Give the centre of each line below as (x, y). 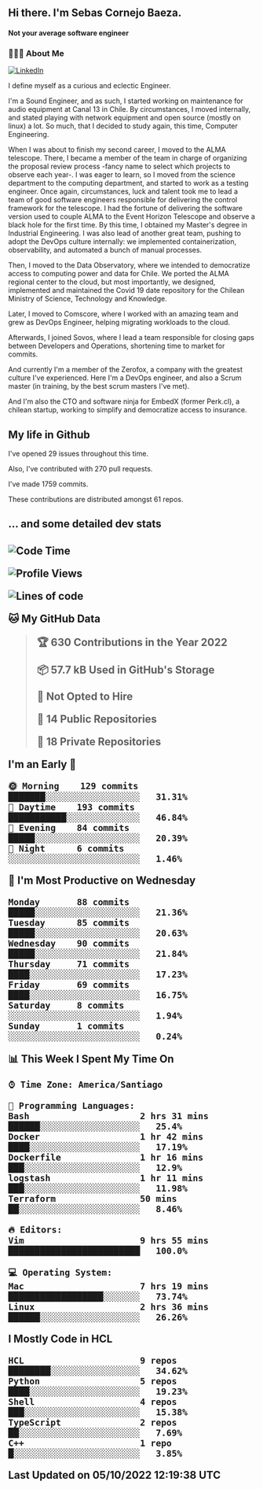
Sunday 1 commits (66, 1026)
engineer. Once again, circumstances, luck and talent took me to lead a (123, 191)
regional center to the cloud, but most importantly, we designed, (112, 282)
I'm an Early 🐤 (42, 764)
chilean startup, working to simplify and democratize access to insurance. (128, 410)
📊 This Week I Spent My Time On (91, 1059)
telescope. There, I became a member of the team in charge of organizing (128, 158)
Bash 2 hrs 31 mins (109, 1116)
